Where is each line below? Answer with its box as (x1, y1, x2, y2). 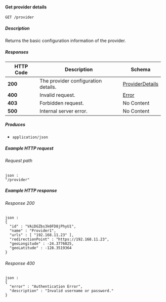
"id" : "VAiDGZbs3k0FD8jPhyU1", (9, 224, 77, 229)
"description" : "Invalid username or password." (9, 289, 114, 294)
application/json (12, 135, 48, 140)
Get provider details (5, 4, 47, 10)
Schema (130, 66, 151, 73)
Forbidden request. (39, 100, 84, 107)
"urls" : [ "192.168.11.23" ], (9, 232, 74, 238)
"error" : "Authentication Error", (9, 284, 83, 289)
